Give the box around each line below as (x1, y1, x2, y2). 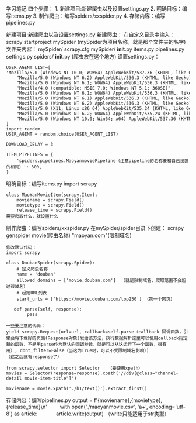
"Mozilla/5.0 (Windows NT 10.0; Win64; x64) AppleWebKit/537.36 (16, 116, 176, 122)
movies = (6, 370, 27, 376)
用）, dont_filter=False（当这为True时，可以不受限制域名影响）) (6, 348, 149, 353)
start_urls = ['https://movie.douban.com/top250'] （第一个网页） (16, 296, 175, 302)
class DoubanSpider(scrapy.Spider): (6, 260, 95, 266)
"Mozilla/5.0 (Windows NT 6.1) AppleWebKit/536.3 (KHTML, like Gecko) (16, 95, 192, 101)
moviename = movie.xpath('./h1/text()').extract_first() (6, 386, 148, 391)
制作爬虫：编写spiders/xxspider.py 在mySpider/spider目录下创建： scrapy (6, 225, 184, 231)
